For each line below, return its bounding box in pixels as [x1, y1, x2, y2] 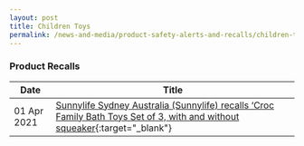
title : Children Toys [9, 22, 91, 31]
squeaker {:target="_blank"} [55, 122, 173, 134]
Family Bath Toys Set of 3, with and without [55, 110, 240, 122]
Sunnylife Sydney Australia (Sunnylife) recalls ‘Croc [55, 99, 274, 112]
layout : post [9, 13, 59, 23]
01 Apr [14, 104, 43, 117]
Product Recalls [9, 60, 81, 73]
